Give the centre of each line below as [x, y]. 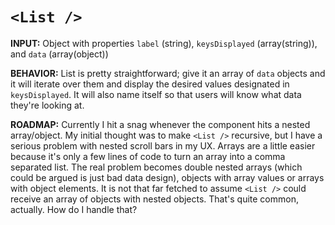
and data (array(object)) [59, 54]
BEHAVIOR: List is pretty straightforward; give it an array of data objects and [168, 73]
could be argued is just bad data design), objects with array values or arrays [167, 177]
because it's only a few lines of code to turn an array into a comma [148, 156]
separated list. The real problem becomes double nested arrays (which [156, 167]
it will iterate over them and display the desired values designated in [150, 84]
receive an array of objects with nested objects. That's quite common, [154, 199]
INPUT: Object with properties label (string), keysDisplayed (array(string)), [164, 43]
